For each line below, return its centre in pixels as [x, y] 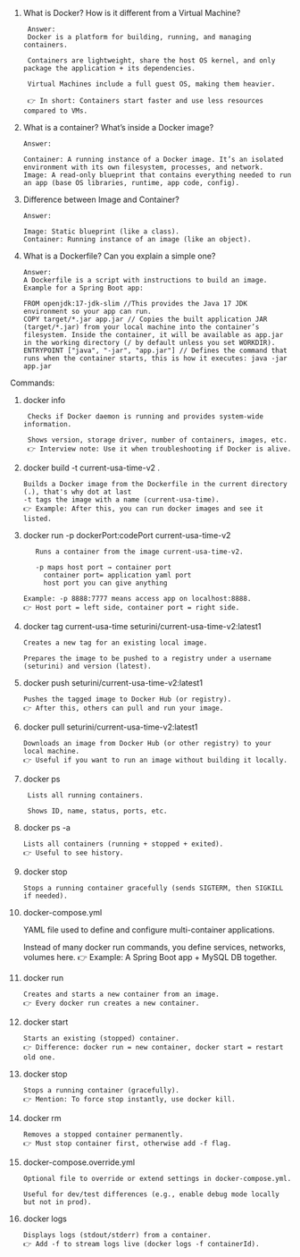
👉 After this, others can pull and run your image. [123, 708]
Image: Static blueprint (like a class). [101, 232]
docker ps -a [46, 827]
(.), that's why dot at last [77, 492]
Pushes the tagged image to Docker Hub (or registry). [127, 699]
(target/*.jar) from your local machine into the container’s [141, 327]
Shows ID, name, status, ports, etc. [97, 811]
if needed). [45, 896]
